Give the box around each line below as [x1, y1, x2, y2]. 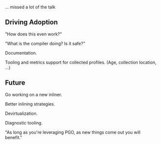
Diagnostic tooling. [5, 120, 43, 126]
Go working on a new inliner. [5, 91, 62, 97]
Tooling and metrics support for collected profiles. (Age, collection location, [5, 59, 157, 65]
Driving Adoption [5, 18, 58, 26]
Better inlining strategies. [5, 101, 55, 107]
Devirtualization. [5, 110, 38, 116]
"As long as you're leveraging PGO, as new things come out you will [5, 129, 141, 135]
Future [5, 79, 26, 87]
